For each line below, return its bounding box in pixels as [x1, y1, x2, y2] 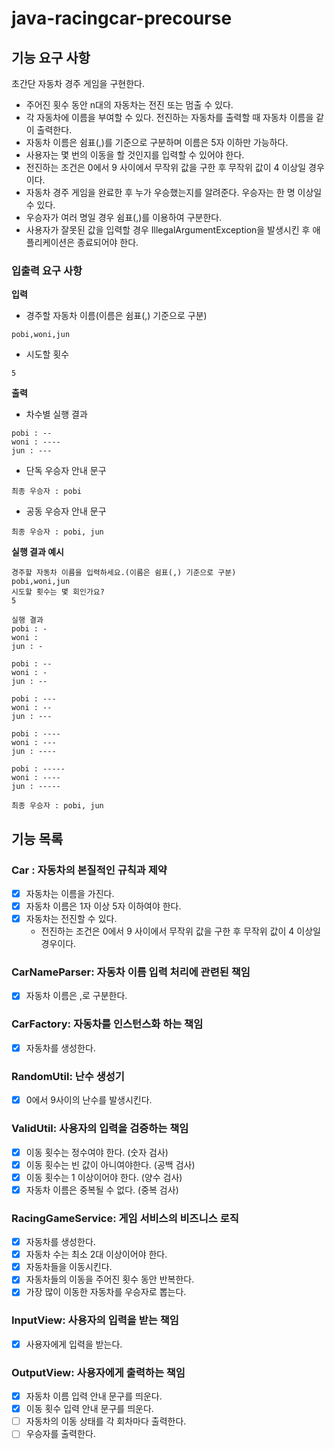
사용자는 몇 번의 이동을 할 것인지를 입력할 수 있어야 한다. [25, 149, 245, 161]
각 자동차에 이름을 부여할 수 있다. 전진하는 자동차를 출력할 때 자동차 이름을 [25, 112, 314, 123]
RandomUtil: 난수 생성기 [11, 1069, 125, 1083]
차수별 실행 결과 [25, 408, 88, 421]
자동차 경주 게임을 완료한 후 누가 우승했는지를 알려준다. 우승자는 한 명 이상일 [25, 187, 323, 198]
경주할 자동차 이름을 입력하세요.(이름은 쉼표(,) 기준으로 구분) [11, 568, 237, 578]
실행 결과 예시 [11, 546, 64, 558]
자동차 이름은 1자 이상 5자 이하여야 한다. [25, 900, 182, 912]
